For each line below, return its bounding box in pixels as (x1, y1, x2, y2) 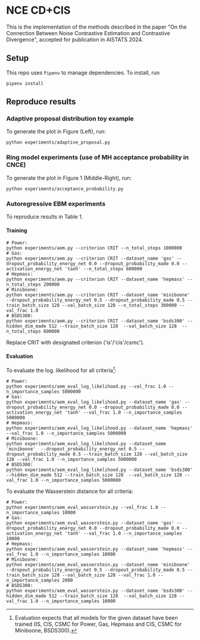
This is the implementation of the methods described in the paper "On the (6, 23, 187, 30)
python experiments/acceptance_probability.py (6, 186, 124, 192)
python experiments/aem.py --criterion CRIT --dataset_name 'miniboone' (6, 292, 190, 298)
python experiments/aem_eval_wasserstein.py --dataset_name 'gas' (6, 520, 174, 526)
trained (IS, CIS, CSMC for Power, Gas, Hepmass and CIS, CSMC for (14, 620, 182, 628)
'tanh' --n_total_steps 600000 (64, 266, 143, 272)
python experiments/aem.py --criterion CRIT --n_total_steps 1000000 (6, 245, 183, 251)
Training (6, 227, 28, 234)
